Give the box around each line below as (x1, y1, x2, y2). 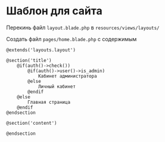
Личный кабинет (38, 84, 76, 89)
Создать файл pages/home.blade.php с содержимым (6, 35, 137, 42)
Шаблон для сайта (6, 4, 102, 18)
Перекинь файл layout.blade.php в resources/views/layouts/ (6, 24, 160, 31)
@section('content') (6, 120, 58, 126)
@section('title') (6, 57, 52, 63)
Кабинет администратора (38, 73, 97, 79)
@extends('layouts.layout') (6, 47, 76, 53)
